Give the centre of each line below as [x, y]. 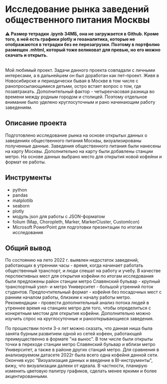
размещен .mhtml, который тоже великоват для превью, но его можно [83, 50]
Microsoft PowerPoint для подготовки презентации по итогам [77, 227]
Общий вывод [28, 248]
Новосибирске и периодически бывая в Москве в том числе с [72, 81]
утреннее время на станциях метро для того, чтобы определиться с [78, 308]
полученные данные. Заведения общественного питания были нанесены [83, 146]
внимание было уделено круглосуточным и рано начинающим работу [80, 102]
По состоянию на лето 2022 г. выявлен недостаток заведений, [72, 260]
